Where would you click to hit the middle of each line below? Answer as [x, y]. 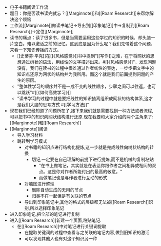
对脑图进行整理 [39, 184]
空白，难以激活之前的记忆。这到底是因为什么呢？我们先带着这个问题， [84, 44]
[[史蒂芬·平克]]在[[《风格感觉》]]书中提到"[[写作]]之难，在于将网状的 [83, 56]
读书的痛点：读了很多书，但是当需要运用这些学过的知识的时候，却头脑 [80, 38]
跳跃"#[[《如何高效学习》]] [46, 92]
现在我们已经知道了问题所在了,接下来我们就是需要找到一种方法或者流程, [81, 111]
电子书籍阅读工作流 [29, 7]
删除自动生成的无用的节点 [57, 190]
